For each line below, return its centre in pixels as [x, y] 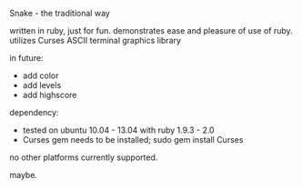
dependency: [34, 112]
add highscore [50, 95]
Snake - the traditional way [60, 13]
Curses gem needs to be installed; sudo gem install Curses [133, 139]
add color [40, 75]
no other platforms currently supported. [84, 157]
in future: [26, 58]
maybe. [24, 175]
